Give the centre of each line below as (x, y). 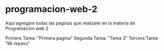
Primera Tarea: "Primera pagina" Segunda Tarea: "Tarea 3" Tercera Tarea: (82, 38)
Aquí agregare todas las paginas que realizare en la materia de (70, 23)
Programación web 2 (27, 28)
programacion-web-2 (51, 9)
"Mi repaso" (18, 43)
